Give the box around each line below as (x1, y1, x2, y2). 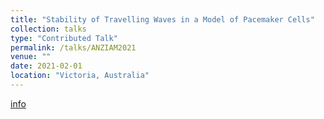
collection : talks (10, 24, 87, 34)
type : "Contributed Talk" (10, 33, 118, 43)
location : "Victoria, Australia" (10, 71, 150, 81)
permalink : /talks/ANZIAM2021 (10, 42, 137, 53)
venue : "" (10, 52, 52, 62)
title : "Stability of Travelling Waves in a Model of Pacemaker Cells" (10, 14, 315, 25)
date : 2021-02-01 (10, 61, 83, 71)
